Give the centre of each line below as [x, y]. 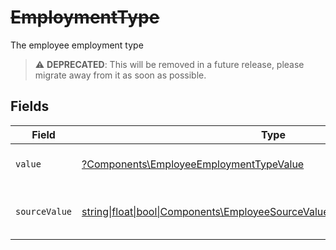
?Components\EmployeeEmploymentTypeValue [193, 164]
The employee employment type [77, 45]
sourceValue [44, 211]
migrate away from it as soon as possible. [120, 75]
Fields [30, 106]
